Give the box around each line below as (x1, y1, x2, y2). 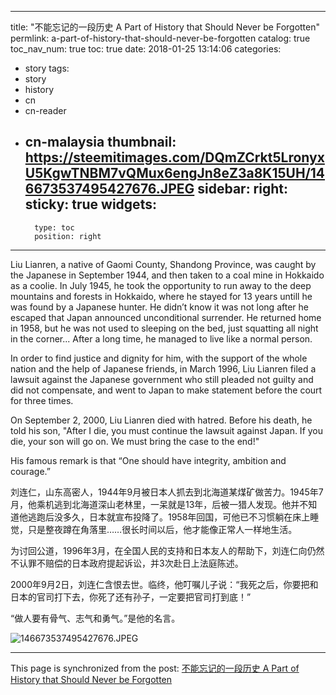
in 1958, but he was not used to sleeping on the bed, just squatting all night (10, 322, 319, 334)
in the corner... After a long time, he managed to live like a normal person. (10, 332, 313, 345)
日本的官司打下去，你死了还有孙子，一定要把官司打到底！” (10, 591, 252, 603)
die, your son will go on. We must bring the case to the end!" (10, 435, 260, 447)
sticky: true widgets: (24, 196, 157, 213)
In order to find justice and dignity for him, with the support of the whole (10, 352, 308, 364)
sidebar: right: (197, 181, 288, 198)
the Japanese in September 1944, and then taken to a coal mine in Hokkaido (10, 269, 325, 281)
